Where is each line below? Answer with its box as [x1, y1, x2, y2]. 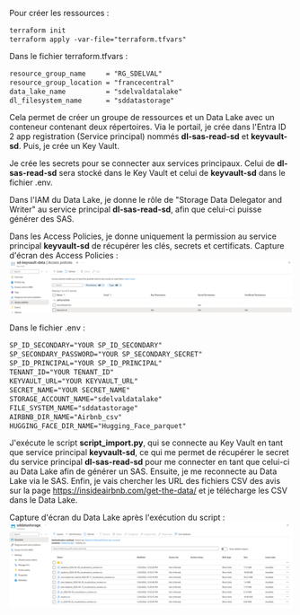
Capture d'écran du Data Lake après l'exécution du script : [9, 512, 225, 523]
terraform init [9, 26, 66, 35]
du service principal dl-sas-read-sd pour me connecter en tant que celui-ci [9, 457, 290, 468]
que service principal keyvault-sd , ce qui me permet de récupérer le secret [9, 447, 289, 458]
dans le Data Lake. [9, 495, 78, 505]
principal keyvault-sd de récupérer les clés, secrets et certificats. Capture [9, 241, 285, 250]
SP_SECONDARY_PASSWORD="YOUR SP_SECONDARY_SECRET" [9, 350, 203, 359]
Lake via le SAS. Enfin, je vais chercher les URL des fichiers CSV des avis [9, 476, 281, 487]
